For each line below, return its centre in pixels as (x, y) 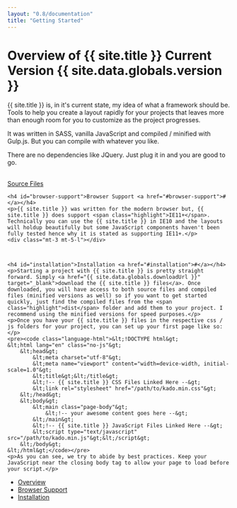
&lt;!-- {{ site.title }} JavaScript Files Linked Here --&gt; (128, 426)
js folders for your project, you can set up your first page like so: (115, 327)
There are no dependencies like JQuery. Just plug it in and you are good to (116, 155)
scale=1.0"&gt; (30, 370)
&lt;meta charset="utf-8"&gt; (77, 358)
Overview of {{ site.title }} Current (110, 56)
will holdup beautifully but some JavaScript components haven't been (114, 228)
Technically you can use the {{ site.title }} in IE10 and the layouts (115, 221)
